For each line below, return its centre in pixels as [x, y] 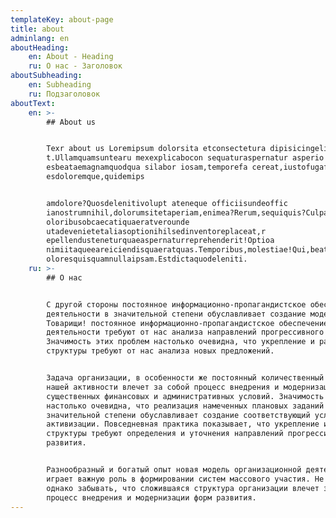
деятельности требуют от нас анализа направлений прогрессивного [185, 332]
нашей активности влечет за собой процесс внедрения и [163, 387]
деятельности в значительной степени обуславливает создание [176, 314]
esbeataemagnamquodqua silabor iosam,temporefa [147, 167]
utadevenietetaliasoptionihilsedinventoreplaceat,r [156, 231]
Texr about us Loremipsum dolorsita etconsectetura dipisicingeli [187, 149]
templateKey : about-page [62, 19]
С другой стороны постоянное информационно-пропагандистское [176, 304]
